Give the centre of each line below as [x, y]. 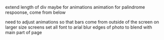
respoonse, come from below [35, 12]
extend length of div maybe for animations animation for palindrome [75, 7]
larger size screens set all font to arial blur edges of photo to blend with [79, 27]
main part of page [24, 32]
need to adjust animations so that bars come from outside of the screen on [82, 22]
